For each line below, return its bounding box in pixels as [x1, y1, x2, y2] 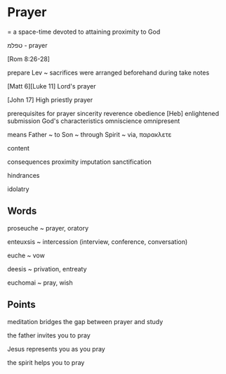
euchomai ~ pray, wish [7, 278, 74, 287]
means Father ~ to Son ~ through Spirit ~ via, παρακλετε [7, 130, 172, 138]
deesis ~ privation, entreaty [7, 264, 87, 273]
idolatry [7, 184, 29, 193]
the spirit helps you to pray [7, 358, 85, 366]
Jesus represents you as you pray [7, 344, 105, 353]
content [7, 143, 30, 152]
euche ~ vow [7, 251, 46, 259]
